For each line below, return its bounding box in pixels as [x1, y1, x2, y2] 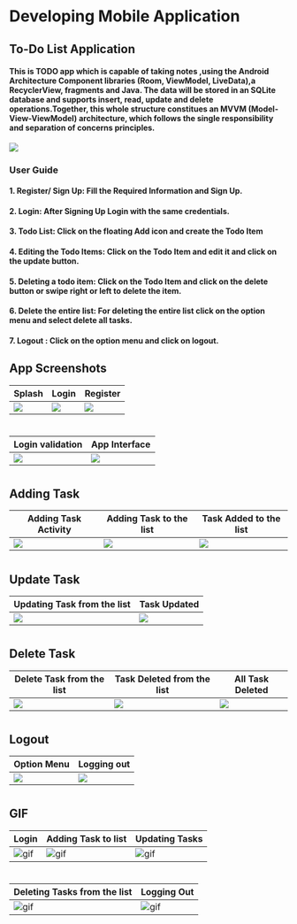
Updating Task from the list [13, 598, 131, 611]
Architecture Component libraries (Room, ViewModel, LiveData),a [9, 75, 256, 86]
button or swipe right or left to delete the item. [9, 285, 182, 296]
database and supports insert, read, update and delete [9, 95, 214, 105]
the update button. [9, 256, 80, 266]
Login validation [13, 438, 83, 450]
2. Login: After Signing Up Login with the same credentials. [9, 205, 230, 216]
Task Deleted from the [114, 673, 210, 685]
